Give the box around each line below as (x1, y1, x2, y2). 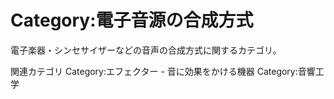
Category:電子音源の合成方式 (10, 9, 254, 32)
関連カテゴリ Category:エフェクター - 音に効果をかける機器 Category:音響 (10, 65, 316, 77)
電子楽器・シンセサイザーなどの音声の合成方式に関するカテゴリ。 (10, 44, 282, 56)
